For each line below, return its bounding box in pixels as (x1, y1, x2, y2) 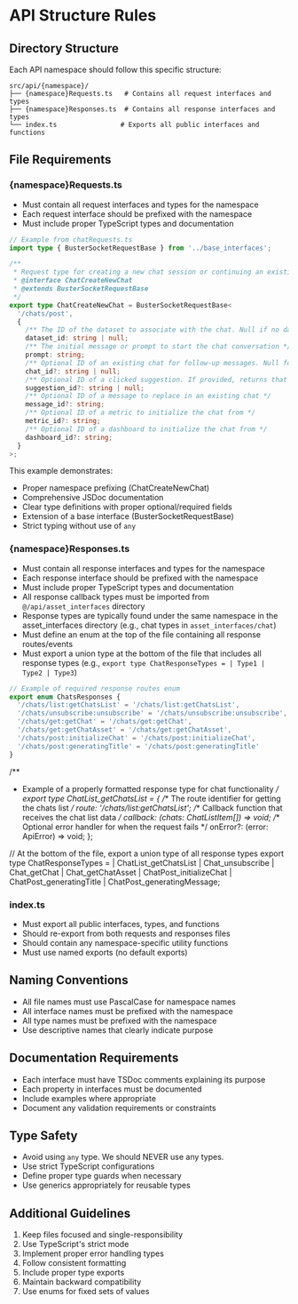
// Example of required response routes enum (9, 684, 180, 693)
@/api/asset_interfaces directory (21, 601, 145, 612)
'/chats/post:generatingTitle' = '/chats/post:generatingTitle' (17, 741, 260, 751)
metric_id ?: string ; (25, 417, 101, 426)
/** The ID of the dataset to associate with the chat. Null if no (25, 325, 279, 334)
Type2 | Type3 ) (21, 667, 77, 677)
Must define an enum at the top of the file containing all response (21, 628, 262, 640)
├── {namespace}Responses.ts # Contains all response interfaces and (9, 105, 276, 114)
